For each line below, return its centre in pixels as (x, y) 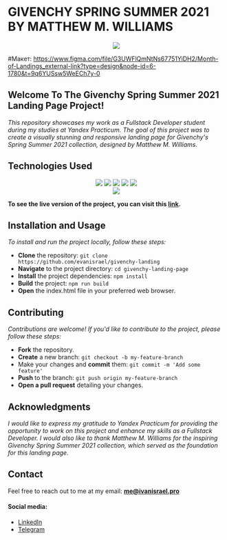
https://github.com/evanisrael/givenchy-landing (89, 262)
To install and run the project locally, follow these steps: (87, 242)
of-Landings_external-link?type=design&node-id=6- (82, 66)
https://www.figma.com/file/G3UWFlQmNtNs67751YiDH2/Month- (126, 59)
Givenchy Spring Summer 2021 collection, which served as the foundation (113, 445)
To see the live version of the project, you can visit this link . (94, 203)
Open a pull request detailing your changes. (80, 385)
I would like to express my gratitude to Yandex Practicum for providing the (113, 423)
